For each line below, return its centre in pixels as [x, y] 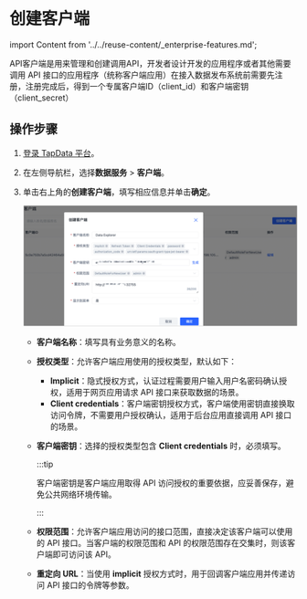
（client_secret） [42, 98]
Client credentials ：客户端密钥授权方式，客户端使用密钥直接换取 [172, 404]
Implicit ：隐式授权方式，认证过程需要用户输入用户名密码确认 [164, 381]
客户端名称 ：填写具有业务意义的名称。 [108, 342]
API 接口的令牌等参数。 [90, 584]
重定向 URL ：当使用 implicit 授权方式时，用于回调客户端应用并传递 [162, 573]
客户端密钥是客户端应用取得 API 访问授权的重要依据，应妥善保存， [161, 483]
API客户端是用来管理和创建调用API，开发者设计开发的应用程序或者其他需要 [150, 63]
